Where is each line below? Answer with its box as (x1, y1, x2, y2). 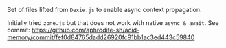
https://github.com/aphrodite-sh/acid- (31, 26, 139, 34)
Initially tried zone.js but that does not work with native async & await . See (7, 19, 219, 26)
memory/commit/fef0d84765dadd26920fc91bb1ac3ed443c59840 (7, 33, 195, 41)
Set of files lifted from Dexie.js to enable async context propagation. (7, 6, 202, 14)
